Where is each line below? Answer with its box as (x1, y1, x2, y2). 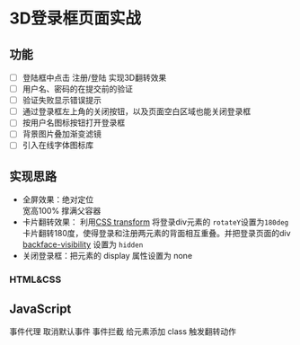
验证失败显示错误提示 (22, 95, 101, 106)
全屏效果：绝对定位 (22, 194, 94, 205)
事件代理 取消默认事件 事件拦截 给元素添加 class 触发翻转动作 (9, 325, 236, 337)
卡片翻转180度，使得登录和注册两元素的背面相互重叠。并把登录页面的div (22, 228, 291, 239)
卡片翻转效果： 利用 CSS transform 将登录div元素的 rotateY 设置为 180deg (22, 217, 289, 227)
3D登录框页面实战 (9, 8, 142, 29)
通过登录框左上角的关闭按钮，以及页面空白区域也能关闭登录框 (22, 106, 251, 117)
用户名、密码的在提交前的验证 (22, 84, 133, 94)
